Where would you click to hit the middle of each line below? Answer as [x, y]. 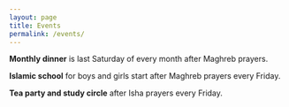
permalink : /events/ [47, 34]
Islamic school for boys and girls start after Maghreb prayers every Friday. [145, 76]
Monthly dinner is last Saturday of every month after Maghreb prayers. [139, 59]
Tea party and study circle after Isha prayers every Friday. [116, 93]
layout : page [33, 17]
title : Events [35, 26]
